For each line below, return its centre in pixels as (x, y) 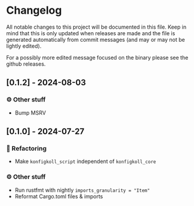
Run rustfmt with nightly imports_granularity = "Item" (82, 190)
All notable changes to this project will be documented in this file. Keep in (96, 27)
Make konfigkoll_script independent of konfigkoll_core (85, 161)
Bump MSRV (30, 113)
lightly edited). (24, 46)
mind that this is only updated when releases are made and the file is (91, 33)
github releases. (26, 64)
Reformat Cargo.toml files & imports (59, 196)
